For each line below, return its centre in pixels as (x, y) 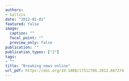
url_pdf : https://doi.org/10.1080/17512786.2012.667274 (64, 71)
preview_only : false (31, 43)
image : (12, 29)
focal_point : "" (26, 38)
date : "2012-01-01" (25, 19)
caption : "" (22, 33)
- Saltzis (15, 15)
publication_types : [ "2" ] (32, 52)
